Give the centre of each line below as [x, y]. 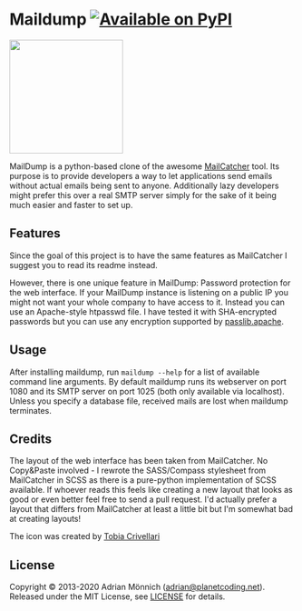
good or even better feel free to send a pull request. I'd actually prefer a [143, 499]
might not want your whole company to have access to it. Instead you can [147, 302]
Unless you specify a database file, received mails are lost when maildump [149, 401]
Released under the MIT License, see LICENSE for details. [117, 596]
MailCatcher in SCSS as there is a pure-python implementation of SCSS [143, 480]
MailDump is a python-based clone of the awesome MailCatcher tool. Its [144, 166]
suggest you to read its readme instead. [84, 265]
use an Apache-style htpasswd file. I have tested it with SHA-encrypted [143, 311]
